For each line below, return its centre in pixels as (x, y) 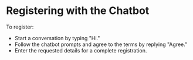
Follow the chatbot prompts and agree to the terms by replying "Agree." (101, 44)
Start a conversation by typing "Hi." (57, 38)
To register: (20, 27)
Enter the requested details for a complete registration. (81, 50)
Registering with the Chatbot (78, 11)
